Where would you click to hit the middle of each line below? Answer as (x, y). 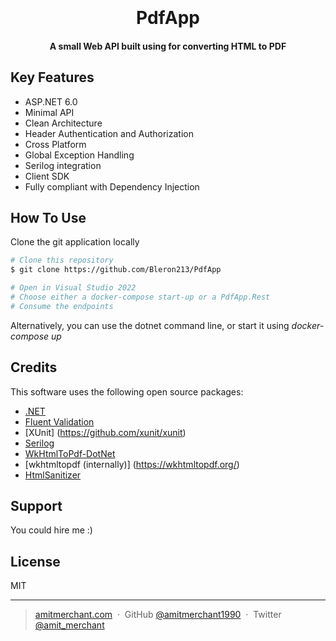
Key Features (52, 77)
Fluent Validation (59, 421)
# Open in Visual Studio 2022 (73, 288)
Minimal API (49, 112)
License (35, 561)
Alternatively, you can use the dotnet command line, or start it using (150, 325)
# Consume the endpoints (62, 306)
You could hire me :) (51, 530)
